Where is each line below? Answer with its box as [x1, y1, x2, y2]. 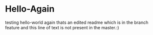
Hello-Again [5, 3, 55, 15]
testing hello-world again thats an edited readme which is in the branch [5, 19, 149, 25]
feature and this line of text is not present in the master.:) [5, 24, 119, 30]
